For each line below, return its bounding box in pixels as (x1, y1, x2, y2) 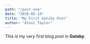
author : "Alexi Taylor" (5, 20, 53, 25)
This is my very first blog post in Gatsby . (5, 33, 86, 39)
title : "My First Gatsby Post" (5, 16, 68, 21)
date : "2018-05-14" (5, 11, 44, 16)
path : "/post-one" (5, 7, 42, 12)
